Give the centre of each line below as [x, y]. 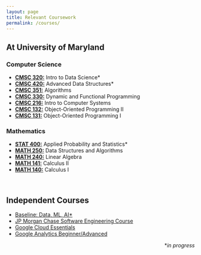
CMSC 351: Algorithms [43, 90]
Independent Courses [48, 200]
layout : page [22, 12]
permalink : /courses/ [33, 23]
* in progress [179, 245]
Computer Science [34, 64]
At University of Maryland [55, 47]
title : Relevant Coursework [41, 17]
